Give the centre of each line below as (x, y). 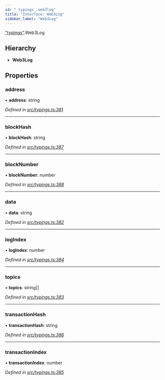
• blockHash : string (25, 137)
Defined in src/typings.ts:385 (35, 372)
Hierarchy (21, 48)
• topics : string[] (22, 288)
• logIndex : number (25, 250)
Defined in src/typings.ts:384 (35, 260)
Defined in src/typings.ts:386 (35, 335)
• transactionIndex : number (34, 363)
